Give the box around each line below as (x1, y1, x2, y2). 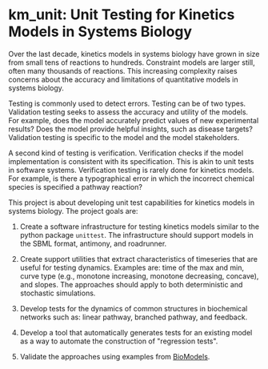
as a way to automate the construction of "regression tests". (19, 336, 218, 346)
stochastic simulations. (19, 288, 96, 298)
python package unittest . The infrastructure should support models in (19, 230, 254, 239)
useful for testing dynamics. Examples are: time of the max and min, (19, 263, 244, 272)
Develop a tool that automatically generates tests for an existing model (19, 327, 253, 337)
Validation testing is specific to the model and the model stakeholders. (8, 132, 240, 142)
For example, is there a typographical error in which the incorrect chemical (8, 174, 254, 183)
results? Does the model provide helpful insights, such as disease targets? (8, 124, 254, 134)
